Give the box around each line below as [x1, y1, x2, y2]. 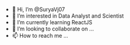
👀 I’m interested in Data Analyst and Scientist [11, 12, 124, 19]
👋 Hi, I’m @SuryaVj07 [11, 6, 65, 13]
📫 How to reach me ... [11, 32, 68, 39]
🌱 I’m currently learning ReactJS [11, 19, 93, 26]
